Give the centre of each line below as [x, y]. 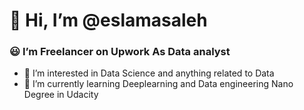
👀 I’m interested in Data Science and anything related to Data [149, 73]
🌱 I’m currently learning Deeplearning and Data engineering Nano [158, 84]
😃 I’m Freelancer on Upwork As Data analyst [120, 52]
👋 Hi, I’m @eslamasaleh [108, 20]
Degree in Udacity [61, 95]
